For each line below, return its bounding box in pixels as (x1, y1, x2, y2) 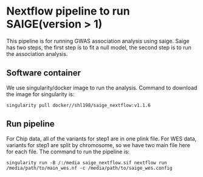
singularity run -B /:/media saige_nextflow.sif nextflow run (6, 159, 167, 165)
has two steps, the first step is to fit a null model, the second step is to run (6, 44, 191, 51)
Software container (6, 68, 81, 78)
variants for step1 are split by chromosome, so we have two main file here (6, 141, 190, 148)
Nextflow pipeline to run (6, 4, 130, 18)
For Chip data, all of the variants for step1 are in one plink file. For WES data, (6, 135, 197, 142)
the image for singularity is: (6, 90, 75, 98)
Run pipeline (6, 119, 55, 129)
